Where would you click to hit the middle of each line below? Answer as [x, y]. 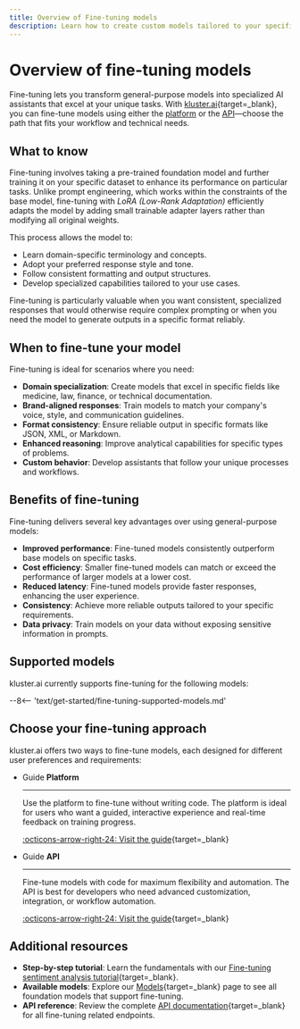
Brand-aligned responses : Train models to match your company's [145, 406]
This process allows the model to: [71, 238]
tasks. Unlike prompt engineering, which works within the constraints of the [148, 192]
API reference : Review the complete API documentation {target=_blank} [154, 1006]
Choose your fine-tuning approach [108, 729]
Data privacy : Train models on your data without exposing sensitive [147, 624]
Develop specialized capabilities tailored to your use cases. [131, 283]
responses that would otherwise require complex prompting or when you [143, 310]
